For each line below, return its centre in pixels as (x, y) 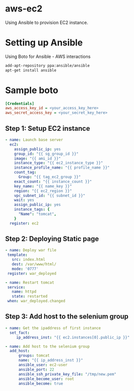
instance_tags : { (32, 209)
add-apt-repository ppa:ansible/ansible (48, 65)
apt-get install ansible (31, 70)
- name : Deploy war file (31, 250)
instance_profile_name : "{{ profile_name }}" (62, 168)
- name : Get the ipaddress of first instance (53, 328)
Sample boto (32, 90)
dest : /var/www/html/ (34, 264)
